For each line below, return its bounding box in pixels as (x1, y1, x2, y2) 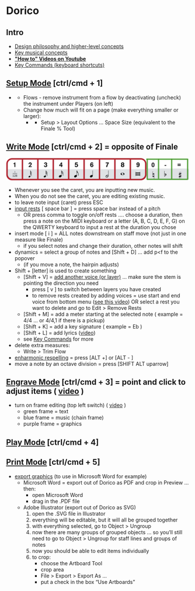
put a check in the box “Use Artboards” (40, 578, 135, 585)
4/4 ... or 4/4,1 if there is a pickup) (23, 317, 105, 324)
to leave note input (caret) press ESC (14, 199, 103, 206)
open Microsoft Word (32, 491, 83, 498)
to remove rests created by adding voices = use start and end (32, 292, 180, 299)
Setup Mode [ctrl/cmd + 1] (6, 78, 103, 88)
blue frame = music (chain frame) (23, 414, 104, 421)
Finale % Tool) (40, 125, 76, 132)
